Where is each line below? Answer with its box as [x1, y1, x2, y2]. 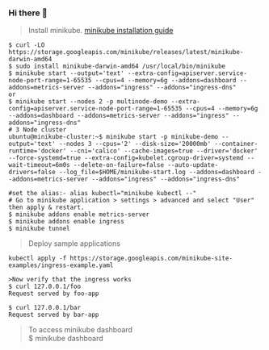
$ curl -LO [8, 41, 45, 49]
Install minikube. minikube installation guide [27, 26, 174, 35]
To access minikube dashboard [27, 325, 133, 335]
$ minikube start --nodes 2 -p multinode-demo [8, 98, 168, 106]
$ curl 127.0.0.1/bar [8, 304, 82, 312]
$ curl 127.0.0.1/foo [8, 282, 82, 291]
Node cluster [23, 126, 67, 134]
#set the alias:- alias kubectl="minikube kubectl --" [8, 190, 197, 198]
